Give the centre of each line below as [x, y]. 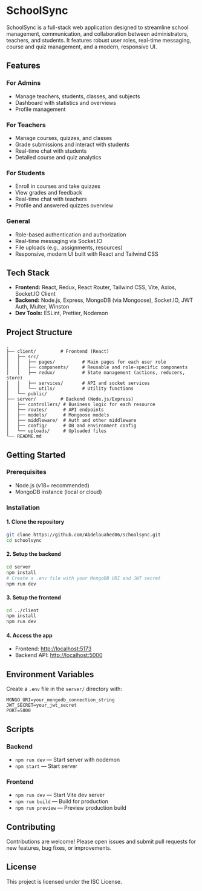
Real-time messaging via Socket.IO [59, 241]
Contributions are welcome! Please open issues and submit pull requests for [101, 842]
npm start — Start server [46, 766]
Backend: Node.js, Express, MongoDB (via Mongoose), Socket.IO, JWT [104, 300]
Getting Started [36, 455]
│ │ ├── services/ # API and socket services [78, 383]
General [18, 221]
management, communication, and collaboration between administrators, [97, 33]
